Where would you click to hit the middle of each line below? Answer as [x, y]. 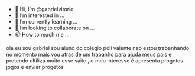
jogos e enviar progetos [35, 67]
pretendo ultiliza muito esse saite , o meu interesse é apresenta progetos [95, 61]
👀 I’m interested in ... [40, 15]
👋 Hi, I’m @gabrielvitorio [44, 9]
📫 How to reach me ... [42, 34]
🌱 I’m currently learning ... [46, 22]
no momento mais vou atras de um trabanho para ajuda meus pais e [89, 54]
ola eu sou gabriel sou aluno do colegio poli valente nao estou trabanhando [98, 48]
